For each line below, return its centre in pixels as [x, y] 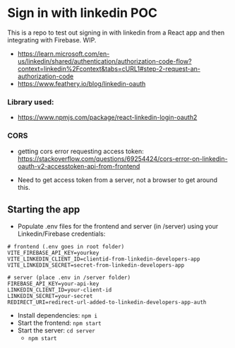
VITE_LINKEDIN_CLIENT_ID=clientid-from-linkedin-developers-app [104, 259]
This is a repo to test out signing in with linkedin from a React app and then [116, 32]
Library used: [31, 102]
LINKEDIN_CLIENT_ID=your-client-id [60, 290]
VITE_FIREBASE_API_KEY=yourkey [53, 253]
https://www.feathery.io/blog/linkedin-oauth [82, 83]
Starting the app [44, 209]
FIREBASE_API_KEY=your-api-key [53, 284]
